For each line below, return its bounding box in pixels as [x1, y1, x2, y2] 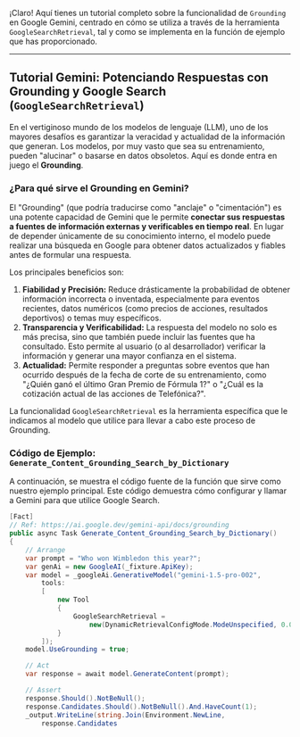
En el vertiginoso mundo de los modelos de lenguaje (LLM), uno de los [9, 121, 269, 132]
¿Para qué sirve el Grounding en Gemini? [9, 182, 189, 195]
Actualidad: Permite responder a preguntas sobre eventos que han [21, 360, 271, 371]
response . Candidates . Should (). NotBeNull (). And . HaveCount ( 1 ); [25, 702, 257, 711]
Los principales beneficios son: [9, 267, 125, 277]
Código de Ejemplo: [9, 447, 96, 460]
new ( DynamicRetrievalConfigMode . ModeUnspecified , [88, 620, 278, 629]
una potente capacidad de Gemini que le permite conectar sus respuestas [9, 211, 286, 222]
